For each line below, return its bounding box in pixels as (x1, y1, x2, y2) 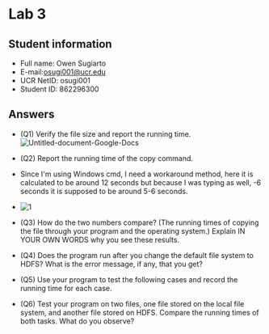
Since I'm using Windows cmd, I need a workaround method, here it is (19, 169, 254, 179)
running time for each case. (19, 283, 112, 293)
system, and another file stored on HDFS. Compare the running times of (19, 307, 260, 317)
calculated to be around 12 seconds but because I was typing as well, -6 (19, 177, 262, 187)
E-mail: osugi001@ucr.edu (19, 67, 107, 77)
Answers (8, 108, 55, 121)
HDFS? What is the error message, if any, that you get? (19, 259, 204, 268)
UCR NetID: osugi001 (19, 76, 90, 85)
